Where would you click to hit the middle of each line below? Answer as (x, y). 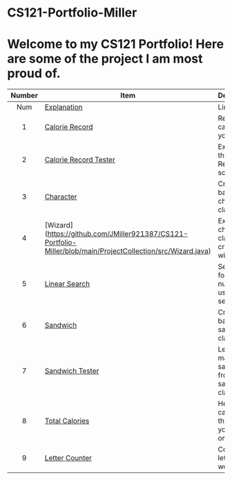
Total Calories (67, 421)
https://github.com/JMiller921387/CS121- (118, 234)
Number (24, 96)
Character (61, 197)
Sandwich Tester (72, 371)
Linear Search (67, 284)
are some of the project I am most (105, 59)
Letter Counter (68, 458)
